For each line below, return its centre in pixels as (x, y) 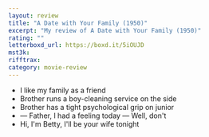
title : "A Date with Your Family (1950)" (78, 23)
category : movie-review (48, 68)
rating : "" (26, 38)
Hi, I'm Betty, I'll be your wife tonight (79, 123)
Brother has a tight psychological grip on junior (97, 107)
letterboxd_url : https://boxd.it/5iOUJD (77, 45)
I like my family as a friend (63, 90)
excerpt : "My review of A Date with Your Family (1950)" (105, 30)
